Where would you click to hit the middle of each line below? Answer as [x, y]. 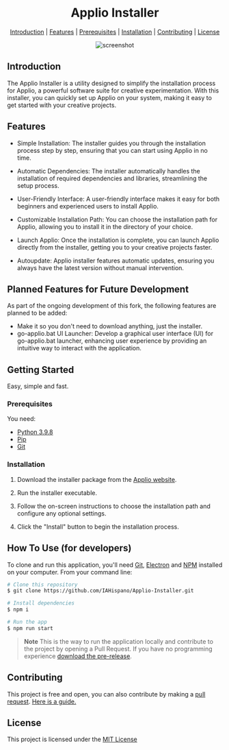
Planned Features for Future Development [98, 289]
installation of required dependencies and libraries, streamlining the [112, 178]
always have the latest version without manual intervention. [100, 267]
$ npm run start [30, 628]
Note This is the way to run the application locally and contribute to [119, 641]
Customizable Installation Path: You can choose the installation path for [117, 219]
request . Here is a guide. [42, 701]
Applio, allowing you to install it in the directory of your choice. [105, 226]
